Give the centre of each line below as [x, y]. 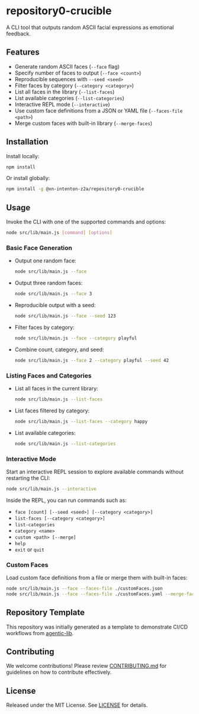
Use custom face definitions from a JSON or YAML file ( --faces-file [99, 110]
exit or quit [29, 549]
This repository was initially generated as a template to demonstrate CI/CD [97, 627]
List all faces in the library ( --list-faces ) [65, 92]
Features [23, 52]
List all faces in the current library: [57, 388]
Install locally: [23, 156]
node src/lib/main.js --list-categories [65, 444]
